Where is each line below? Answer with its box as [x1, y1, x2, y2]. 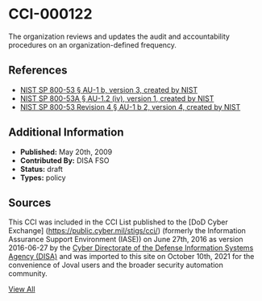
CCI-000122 [8, 5, 93, 23]
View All [8, 284, 35, 295]
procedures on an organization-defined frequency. [8, 40, 177, 49]
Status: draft [19, 164, 63, 173]
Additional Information [8, 126, 124, 140]
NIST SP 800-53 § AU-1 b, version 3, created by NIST [19, 85, 198, 94]
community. [8, 269, 48, 278]
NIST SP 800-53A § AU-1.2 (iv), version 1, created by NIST [19, 94, 214, 103]
